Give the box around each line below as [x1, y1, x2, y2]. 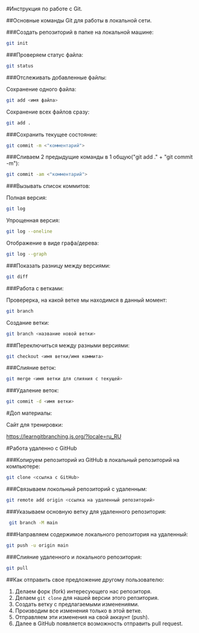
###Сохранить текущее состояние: [6, 131, 98, 138]
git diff [6, 273, 28, 280]
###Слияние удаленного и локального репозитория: [6, 553, 142, 560]
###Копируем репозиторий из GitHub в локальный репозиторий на [6, 456, 180, 464]
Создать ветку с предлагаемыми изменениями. [14, 600, 140, 608]
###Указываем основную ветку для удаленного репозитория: [6, 508, 167, 515]
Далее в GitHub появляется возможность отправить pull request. [14, 620, 183, 627]
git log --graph [6, 251, 47, 257]
